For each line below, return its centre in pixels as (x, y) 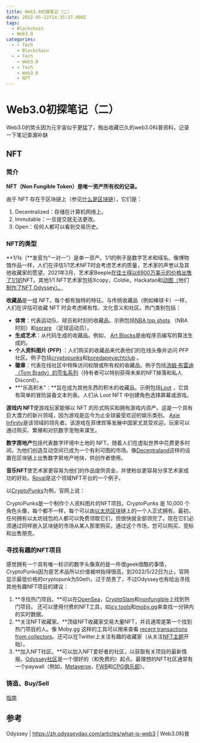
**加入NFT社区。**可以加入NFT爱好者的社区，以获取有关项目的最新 (98, 652)
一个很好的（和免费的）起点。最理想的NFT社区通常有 (128, 659)
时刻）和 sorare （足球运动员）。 (53, 328)
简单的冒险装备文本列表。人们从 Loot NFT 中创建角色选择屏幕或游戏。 (106, 395)
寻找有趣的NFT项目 (34, 550)
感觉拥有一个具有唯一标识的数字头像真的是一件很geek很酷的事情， (88, 564)
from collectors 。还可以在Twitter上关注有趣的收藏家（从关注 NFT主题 (99, 637)
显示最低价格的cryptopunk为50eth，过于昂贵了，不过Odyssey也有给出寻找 (98, 579)
